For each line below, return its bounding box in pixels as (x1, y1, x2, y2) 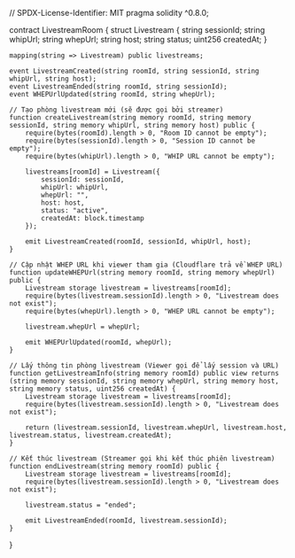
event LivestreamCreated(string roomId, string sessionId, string (9, 66, 260, 75)
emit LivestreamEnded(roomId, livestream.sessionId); (25, 516, 228, 525)
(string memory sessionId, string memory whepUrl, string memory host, (9, 376, 279, 385)
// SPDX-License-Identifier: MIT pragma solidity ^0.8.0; (9, 8, 210, 18)
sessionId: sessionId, (41, 175, 125, 184)
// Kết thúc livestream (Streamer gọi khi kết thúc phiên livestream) (9, 454, 276, 463)
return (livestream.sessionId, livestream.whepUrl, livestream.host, (25, 423, 288, 432)
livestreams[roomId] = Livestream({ (25, 167, 161, 176)
